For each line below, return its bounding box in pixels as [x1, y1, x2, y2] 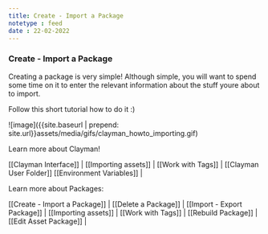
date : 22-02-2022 [8, 27, 70, 35]
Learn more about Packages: [8, 183, 104, 193]
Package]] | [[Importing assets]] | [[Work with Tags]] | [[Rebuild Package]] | [8, 207, 258, 217]
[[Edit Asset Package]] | [8, 216, 87, 226]
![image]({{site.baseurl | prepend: [8, 120, 120, 129]
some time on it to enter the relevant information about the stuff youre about [8, 80, 260, 89]
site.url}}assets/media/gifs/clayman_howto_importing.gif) [8, 128, 198, 138]
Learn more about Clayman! [8, 144, 100, 154]
